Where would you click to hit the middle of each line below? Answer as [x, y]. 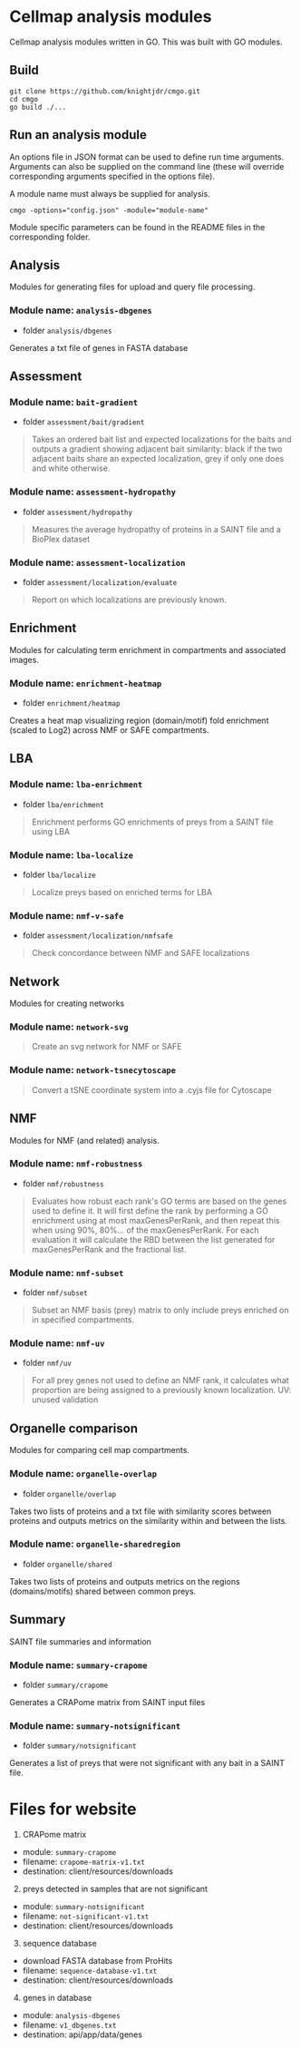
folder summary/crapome [65, 1684]
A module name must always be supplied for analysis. [110, 193]
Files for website [73, 1809]
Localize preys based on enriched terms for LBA [122, 893]
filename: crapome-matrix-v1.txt [83, 1862]
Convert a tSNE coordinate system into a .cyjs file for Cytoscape [151, 1089]
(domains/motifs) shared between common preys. [103, 1591]
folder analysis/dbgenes [67, 330]
